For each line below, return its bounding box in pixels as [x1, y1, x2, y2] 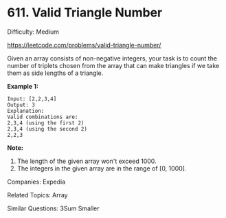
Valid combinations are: [7, 113, 78, 120]
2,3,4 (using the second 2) [7, 125, 88, 132]
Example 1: [7, 82, 39, 90]
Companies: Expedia [7, 177, 66, 186]
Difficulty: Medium [7, 28, 60, 36]
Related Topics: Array [7, 190, 68, 199]
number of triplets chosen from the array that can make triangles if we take [7, 61, 220, 69]
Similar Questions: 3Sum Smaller [7, 204, 100, 212]
